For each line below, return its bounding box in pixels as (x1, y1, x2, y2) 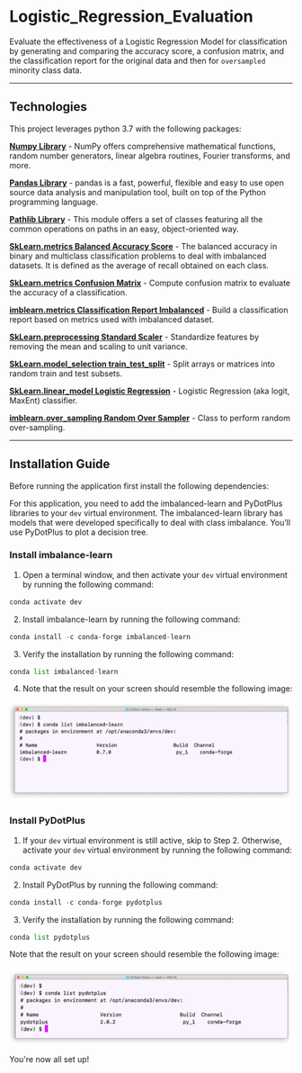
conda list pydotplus (9, 933, 91, 942)
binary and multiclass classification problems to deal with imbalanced (9, 250, 267, 261)
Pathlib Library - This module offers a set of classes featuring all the (9, 213, 263, 224)
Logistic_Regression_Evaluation (9, 6, 253, 27)
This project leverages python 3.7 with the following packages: (9, 123, 242, 134)
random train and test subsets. (9, 367, 123, 379)
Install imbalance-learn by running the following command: (22, 614, 241, 625)
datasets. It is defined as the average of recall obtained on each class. (9, 259, 270, 271)
